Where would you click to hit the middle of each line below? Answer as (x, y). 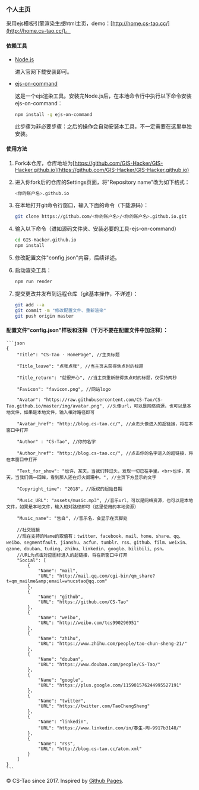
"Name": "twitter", (62, 701)
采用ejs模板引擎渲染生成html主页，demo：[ (59, 23)
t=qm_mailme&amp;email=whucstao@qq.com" (57, 581)
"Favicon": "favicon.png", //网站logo (64, 389)
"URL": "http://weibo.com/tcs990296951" (89, 623)
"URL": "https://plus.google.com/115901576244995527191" (110, 685)
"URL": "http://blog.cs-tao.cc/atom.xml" (90, 749)
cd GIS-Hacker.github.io (45, 240)
